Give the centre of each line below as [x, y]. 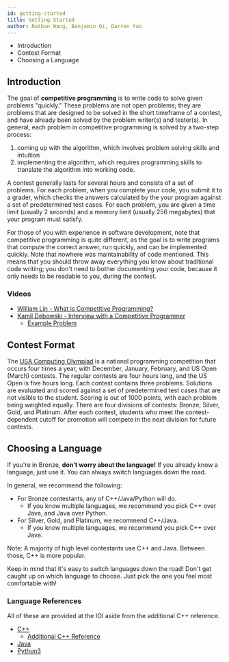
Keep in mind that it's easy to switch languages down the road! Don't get [109, 569]
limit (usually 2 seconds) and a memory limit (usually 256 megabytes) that [111, 212]
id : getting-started [37, 13]
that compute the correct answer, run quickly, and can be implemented [107, 247]
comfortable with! [32, 583]
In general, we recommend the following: [65, 485]
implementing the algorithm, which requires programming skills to [109, 162]
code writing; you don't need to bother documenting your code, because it [112, 269]
